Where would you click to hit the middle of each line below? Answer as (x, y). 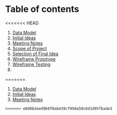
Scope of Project (30, 48)
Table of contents (42, 9)
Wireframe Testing (31, 64)
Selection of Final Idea (35, 54)
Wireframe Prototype (34, 59)
